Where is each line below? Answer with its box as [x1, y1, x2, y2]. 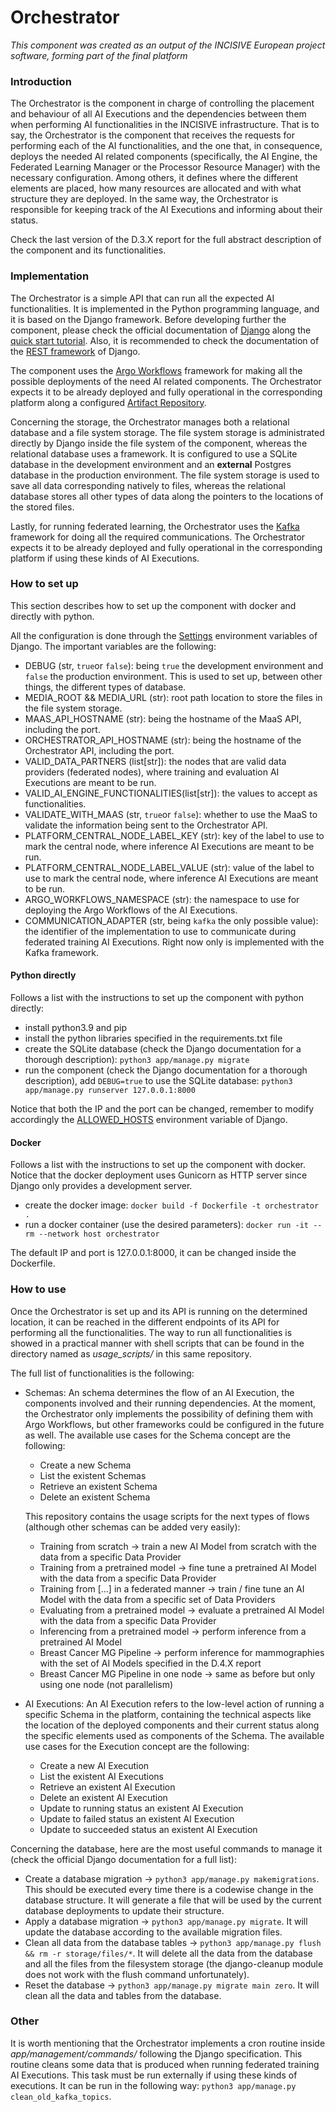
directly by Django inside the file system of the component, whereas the [10, 437, 308, 449]
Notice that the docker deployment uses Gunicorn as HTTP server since [10, 1169, 308, 1181]
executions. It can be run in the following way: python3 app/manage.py [10, 2079, 297, 2091]
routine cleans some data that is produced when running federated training [10, 2058, 320, 2070]
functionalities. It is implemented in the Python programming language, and [10, 302, 320, 315]
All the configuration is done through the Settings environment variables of [10, 629, 318, 641]
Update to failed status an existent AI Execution [39, 1812, 235, 1825]
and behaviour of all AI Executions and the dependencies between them [10, 108, 307, 120]
